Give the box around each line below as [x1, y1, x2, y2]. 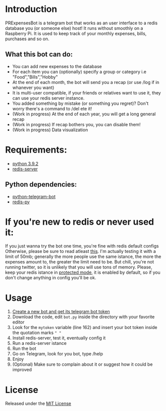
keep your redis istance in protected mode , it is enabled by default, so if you [5, 269, 161, 275]
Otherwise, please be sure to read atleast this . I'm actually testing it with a [5, 248, 156, 254]
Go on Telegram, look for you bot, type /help [12, 351, 103, 357]
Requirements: [5, 144, 67, 155]
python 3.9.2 [12, 161, 39, 166]
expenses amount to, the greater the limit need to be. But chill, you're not [5, 259, 155, 265]
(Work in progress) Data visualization [12, 127, 88, 133]
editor [12, 319, 25, 325]
